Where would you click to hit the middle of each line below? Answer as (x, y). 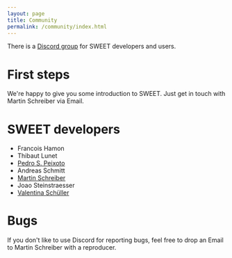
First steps (39, 74)
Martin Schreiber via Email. (46, 101)
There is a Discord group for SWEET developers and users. (92, 47)
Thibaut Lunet (37, 156)
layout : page (26, 14)
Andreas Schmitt (41, 170)
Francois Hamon (41, 148)
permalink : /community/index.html (57, 26)
